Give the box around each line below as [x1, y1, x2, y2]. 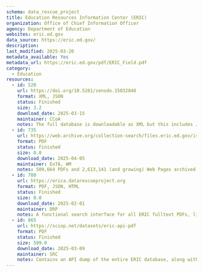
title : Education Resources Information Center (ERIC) [6, 15, 147, 21]
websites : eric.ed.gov [6, 32, 63, 38]
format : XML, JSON [17, 93, 63, 99]
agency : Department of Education [6, 25, 91, 32]
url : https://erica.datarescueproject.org [17, 178, 126, 184]
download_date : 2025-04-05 [17, 155, 85, 161]
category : [6, 65, 31, 71]
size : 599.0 [17, 240, 47, 246]
